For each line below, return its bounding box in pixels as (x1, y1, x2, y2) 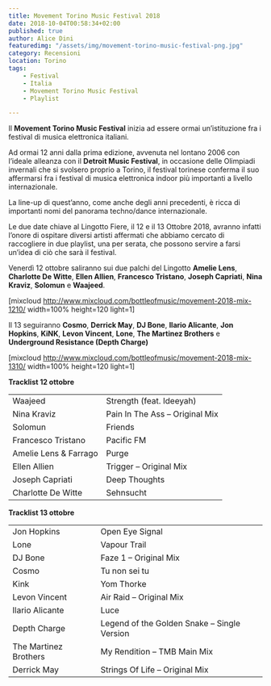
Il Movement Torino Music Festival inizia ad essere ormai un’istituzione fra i (8, 123, 262, 133)
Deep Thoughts (106, 474, 165, 485)
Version (100, 628, 130, 639)
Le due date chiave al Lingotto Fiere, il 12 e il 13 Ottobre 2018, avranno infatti (8, 222, 261, 232)
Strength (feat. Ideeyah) (106, 395, 197, 407)
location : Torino (8, 57, 67, 65)
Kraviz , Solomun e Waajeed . (8, 280, 106, 291)
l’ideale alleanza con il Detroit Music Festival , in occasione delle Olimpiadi (8, 157, 256, 166)
